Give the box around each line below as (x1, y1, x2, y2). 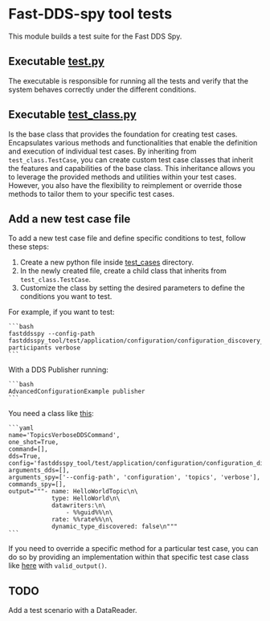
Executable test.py (8, 55, 104, 68)
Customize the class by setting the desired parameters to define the (19, 283, 245, 293)
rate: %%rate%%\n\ (51, 516, 113, 524)
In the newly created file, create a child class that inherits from (19, 266, 227, 276)
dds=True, (8, 452, 42, 460)
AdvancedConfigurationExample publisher (8, 387, 146, 396)
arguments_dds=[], (8, 467, 70, 475)
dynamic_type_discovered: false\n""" (51, 523, 178, 531)
